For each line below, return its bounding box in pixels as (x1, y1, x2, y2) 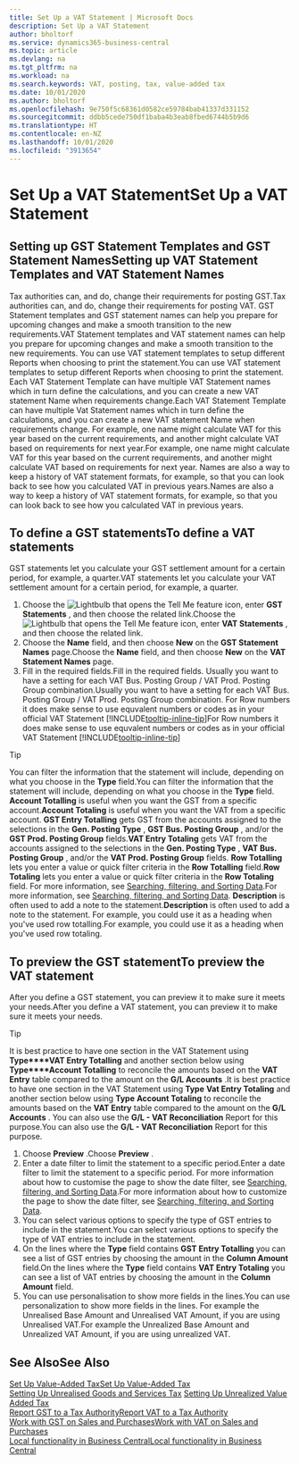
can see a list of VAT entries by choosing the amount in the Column (21, 1272, 270, 1283)
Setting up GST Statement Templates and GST (9, 239, 270, 255)
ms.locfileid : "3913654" (9, 146, 102, 155)
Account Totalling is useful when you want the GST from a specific (9, 795, 257, 806)
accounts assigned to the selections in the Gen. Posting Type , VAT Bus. (9, 843, 278, 854)
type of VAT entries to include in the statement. (21, 1234, 196, 1245)
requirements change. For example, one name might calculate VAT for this (9, 424, 282, 434)
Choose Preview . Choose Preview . (21, 1148, 154, 1159)
